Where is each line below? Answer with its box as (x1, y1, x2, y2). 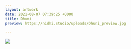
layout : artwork (5, 7, 38, 12)
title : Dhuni (5, 16, 32, 21)
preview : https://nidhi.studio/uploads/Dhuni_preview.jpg (5, 21, 126, 26)
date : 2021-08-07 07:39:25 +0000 (5, 12, 74, 17)
